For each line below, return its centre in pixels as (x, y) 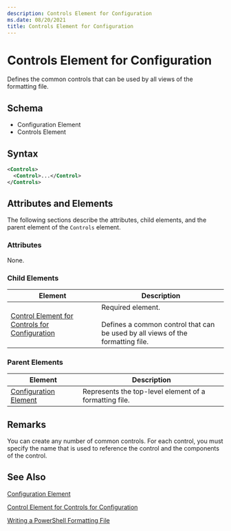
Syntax (23, 154)
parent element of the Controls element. (64, 227)
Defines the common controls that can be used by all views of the (100, 79)
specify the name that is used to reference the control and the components (113, 449)
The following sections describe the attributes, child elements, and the (107, 220)
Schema (25, 108)
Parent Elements (35, 362)
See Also (26, 477)
